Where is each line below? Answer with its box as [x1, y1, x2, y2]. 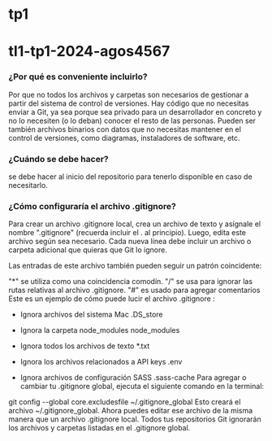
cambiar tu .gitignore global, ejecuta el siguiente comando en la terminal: [19, 382, 265, 391]
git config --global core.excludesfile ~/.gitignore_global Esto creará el [8, 397, 241, 407]
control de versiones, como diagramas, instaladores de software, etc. [8, 133, 241, 142]
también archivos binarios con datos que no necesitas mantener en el [8, 124, 242, 134]
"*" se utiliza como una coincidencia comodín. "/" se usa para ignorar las [8, 277, 253, 286]
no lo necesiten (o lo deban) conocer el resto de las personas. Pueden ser [8, 116, 257, 125]
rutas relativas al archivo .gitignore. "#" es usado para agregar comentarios [8, 286, 261, 295]
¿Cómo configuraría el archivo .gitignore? [8, 200, 176, 212]
